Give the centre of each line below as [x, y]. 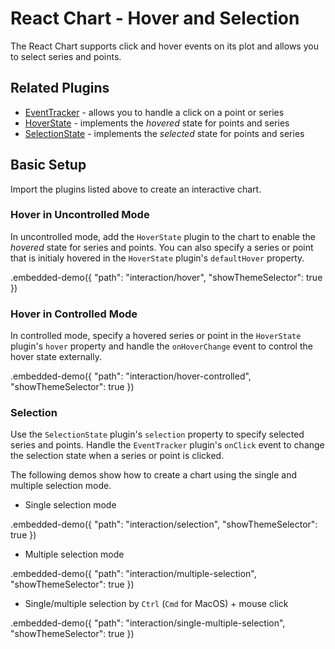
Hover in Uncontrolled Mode [80, 215]
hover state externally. [56, 357]
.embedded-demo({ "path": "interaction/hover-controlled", [131, 376]
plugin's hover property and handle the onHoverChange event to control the [161, 346]
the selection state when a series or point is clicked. [117, 456]
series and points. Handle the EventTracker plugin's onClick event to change [167, 445]
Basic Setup [48, 165]
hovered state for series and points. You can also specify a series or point [162, 247]
